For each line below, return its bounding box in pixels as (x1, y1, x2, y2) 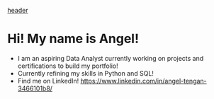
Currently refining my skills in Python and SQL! (17, 69, 154, 77)
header (7, 6, 28, 14)
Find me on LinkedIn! (17, 76, 79, 85)
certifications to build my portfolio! (17, 62, 118, 70)
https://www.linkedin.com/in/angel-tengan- (80, 76, 207, 85)
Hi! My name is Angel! (7, 31, 140, 47)
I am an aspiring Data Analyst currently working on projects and (17, 54, 204, 62)
